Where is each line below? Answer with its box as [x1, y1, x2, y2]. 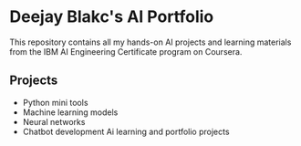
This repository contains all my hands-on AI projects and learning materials [9, 36, 292, 47]
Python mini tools [22, 97, 88, 108]
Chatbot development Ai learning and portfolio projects [22, 126, 230, 137]
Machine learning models [22, 107, 119, 118]
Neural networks [22, 116, 86, 127]
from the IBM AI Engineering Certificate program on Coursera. [9, 46, 243, 57]
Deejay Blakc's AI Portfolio [9, 6, 214, 27]
